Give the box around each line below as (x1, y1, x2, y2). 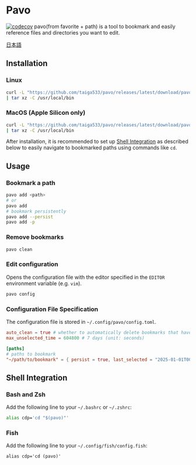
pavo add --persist (6, 214, 54, 220)
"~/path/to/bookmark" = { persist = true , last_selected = (6, 357, 153, 363)
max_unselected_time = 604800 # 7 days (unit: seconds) (6, 335, 145, 341)
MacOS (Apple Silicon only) (6, 109, 86, 117)
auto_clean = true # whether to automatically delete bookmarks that (6, 330, 179, 336)
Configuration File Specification (6, 305, 99, 313)
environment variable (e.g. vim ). (6, 279, 82, 287)
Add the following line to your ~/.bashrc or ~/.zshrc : (6, 404, 132, 411)
